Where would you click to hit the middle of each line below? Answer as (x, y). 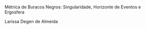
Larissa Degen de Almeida (31, 22)
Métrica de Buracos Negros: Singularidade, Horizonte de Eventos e (73, 7)
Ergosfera (15, 12)
